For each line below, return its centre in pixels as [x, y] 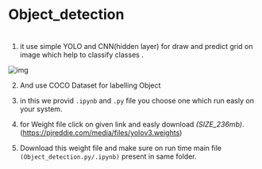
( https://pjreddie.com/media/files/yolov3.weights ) [101, 133]
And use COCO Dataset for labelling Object [90, 85]
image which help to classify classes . [82, 55]
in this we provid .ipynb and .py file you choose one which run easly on [137, 101]
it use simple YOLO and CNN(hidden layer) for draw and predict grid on [136, 47]
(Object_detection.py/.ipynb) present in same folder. [108, 156]
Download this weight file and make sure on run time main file [121, 148]
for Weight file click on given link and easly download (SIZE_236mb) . [132, 125]
